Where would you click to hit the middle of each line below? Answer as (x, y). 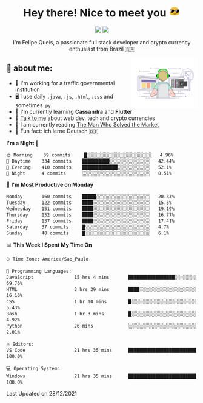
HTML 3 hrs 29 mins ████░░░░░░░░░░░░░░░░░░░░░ (101, 289)
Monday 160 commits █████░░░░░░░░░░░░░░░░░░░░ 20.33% (90, 197)
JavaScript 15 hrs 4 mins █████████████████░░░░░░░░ (101, 277)
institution (28, 89)
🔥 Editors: (20, 344)
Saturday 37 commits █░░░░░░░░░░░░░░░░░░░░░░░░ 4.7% (88, 227)
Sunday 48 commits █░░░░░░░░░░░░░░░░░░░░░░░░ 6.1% (88, 233)
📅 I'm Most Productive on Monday (50, 184)
